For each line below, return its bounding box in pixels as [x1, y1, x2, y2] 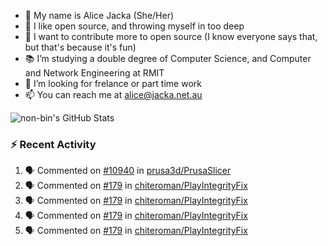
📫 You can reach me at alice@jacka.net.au [24, 89, 203, 100]
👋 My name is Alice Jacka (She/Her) [24, 10, 175, 21]
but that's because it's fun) [24, 41, 137, 53]
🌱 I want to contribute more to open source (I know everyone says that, [24, 31, 318, 42]
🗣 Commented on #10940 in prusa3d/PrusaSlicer [24, 165, 232, 177]
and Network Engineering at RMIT [24, 67, 165, 79]
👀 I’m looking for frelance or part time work [24, 78, 202, 89]
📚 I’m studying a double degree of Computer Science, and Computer [24, 53, 312, 64]
